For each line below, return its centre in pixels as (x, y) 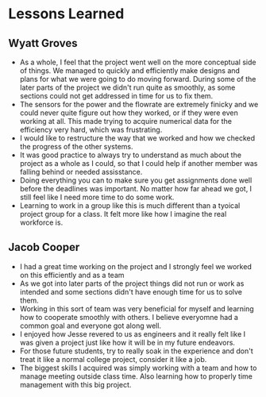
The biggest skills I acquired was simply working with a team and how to (138, 368)
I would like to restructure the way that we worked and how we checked (137, 138)
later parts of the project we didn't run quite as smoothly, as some (127, 87)
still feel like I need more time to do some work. (97, 197)
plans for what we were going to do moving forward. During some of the (138, 79)
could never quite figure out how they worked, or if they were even (129, 113)
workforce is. (41, 222)
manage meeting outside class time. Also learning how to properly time (136, 376)
